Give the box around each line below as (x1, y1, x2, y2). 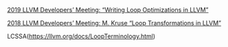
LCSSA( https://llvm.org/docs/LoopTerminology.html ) (7, 32, 156, 40)
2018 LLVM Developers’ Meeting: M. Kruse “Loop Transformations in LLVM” (7, 19, 222, 27)
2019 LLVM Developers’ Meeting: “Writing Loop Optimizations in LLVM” (7, 6, 209, 14)
